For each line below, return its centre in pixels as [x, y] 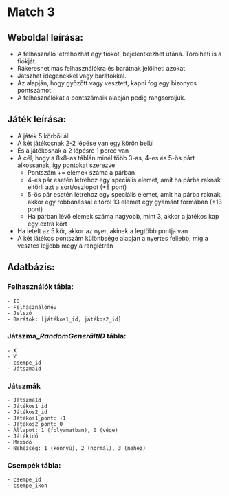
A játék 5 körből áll [43, 136]
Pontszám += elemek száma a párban [81, 172]
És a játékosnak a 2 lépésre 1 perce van [73, 150]
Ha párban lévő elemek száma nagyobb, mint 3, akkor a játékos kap [123, 216]
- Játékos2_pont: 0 [35, 424]
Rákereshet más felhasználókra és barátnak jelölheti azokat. [102, 68]
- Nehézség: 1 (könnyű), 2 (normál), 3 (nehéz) [77, 449]
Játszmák [24, 386]
